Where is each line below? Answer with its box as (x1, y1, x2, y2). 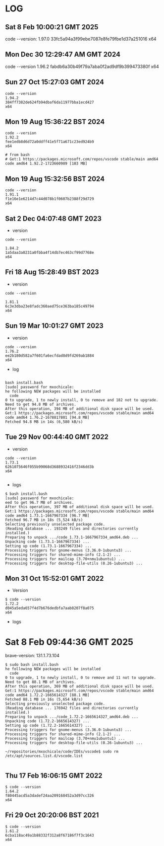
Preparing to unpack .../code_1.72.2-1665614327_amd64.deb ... (5, 714, 139, 719)
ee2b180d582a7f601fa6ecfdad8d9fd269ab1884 (5, 353, 94, 358)
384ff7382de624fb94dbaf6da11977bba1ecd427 (5, 100, 94, 105)
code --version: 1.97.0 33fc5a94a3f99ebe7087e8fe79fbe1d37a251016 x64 (5, 36, 157, 42)
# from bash (5, 153, 30, 157)
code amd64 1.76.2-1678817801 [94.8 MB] (5, 415, 90, 420)
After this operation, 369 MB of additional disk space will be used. (5, 684, 154, 689)
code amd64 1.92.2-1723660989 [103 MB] (5, 161, 88, 166)
